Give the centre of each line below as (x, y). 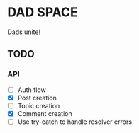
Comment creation (45, 113)
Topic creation (39, 105)
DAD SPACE (43, 12)
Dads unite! (24, 32)
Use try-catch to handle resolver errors (75, 122)
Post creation (37, 98)
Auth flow (32, 90)
